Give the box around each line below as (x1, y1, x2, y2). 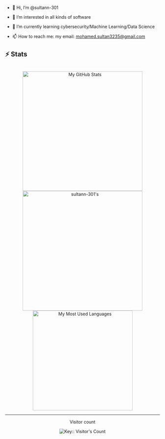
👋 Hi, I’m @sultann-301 (12, 5, 59, 10)
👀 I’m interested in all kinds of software (12, 14, 91, 20)
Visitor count (69, 419, 96, 425)
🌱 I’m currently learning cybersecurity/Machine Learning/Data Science (12, 24, 155, 29)
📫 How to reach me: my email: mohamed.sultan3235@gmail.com (12, 33, 145, 39)
